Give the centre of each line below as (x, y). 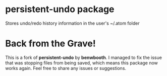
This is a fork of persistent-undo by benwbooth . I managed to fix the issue (84, 57)
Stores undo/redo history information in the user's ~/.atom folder (72, 23)
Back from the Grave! (50, 44)
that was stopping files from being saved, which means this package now (81, 63)
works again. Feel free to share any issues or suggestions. (66, 68)
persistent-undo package (60, 9)
